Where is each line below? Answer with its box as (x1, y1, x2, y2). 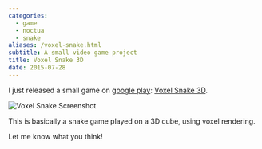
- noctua (15, 26, 45, 34)
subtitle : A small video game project (8, 49, 137, 57)
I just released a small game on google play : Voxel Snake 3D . (8, 85, 208, 95)
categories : (8, 11, 48, 20)
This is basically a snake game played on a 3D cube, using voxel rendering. (8, 116, 256, 126)
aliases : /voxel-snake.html (8, 41, 102, 49)
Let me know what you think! (8, 131, 103, 141)
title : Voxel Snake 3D (8, 57, 84, 65)
